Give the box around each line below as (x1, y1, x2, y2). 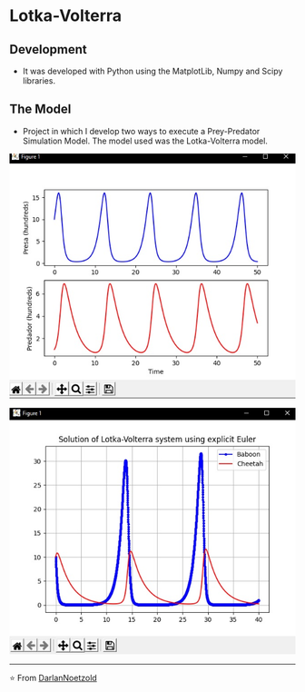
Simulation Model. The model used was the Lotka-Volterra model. (22, 135, 268, 146)
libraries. (22, 75, 56, 86)
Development (9, 42, 88, 57)
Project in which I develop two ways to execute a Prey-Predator (22, 125, 261, 136)
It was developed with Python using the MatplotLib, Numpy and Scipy (22, 65, 283, 76)
